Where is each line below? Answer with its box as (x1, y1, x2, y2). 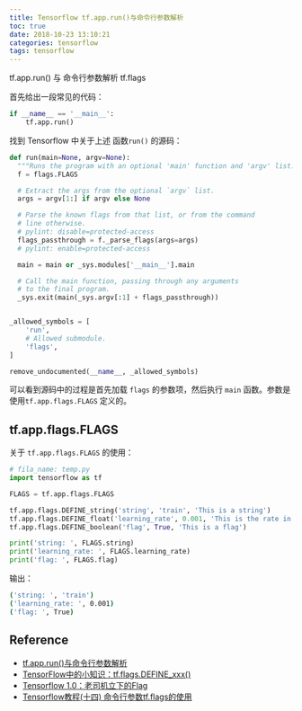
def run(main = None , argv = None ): (9, 153, 130, 162)
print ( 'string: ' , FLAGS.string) (9, 538, 135, 548)
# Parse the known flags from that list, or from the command (17, 210, 255, 220)
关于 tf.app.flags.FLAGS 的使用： (9, 447, 134, 458)
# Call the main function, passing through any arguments (17, 276, 240, 286)
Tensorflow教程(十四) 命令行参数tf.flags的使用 (22, 691, 192, 702)
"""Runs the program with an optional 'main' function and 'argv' (17, 161, 271, 171)
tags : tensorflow (9, 47, 75, 56)
